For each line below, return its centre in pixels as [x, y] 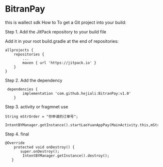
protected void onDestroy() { [44, 147]
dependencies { [22, 89]
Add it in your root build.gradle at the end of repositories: [62, 41]
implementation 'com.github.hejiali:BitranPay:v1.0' [77, 93]
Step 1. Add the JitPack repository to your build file [56, 32]
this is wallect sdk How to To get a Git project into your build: [66, 22]
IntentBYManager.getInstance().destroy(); [66, 156]
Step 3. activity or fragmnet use [37, 107]
